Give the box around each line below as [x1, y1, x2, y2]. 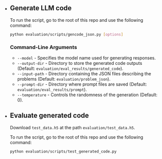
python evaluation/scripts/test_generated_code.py [9, 149, 117, 154]
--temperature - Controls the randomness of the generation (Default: [17, 92, 158, 98]
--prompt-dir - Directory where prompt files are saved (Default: [17, 81, 147, 87]
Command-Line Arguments [9, 44, 77, 51]
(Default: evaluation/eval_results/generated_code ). [17, 65, 124, 71]
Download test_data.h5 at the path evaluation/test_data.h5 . [9, 124, 135, 130]
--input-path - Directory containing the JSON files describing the [17, 70, 151, 76]
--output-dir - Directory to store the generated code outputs [17, 60, 143, 66]
